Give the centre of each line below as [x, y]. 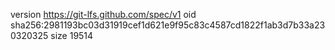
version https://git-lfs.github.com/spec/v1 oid [103, 14]
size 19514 [72, 35]
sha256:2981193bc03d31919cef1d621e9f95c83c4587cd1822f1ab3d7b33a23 [168, 25]
